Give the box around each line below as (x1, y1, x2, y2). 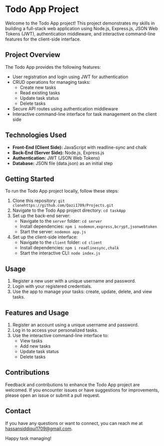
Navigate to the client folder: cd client (19, 239, 102, 245)
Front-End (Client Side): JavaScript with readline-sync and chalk (12, 144, 147, 150)
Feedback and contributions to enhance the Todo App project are (5, 381, 140, 387)
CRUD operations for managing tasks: (12, 79, 91, 85)
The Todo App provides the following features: (5, 64, 101, 70)
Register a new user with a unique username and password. (12, 278, 136, 284)
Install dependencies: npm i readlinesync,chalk (19, 245, 119, 251)
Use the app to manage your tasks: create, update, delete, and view (12, 288, 152, 294)
